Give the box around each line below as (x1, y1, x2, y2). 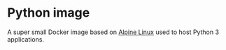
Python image (7, 5, 90, 21)
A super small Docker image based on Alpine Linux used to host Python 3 (7, 28, 219, 36)
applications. (7, 35, 44, 43)
